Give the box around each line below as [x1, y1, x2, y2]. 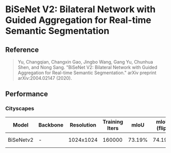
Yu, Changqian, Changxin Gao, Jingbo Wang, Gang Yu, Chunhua [17, 59, 154, 65]
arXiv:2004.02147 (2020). [17, 75, 72, 81]
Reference [5, 45, 39, 54]
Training [102, 118, 123, 125]
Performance [5, 90, 48, 99]
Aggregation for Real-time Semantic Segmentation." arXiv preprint [17, 70, 157, 76]
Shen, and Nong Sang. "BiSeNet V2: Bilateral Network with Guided [17, 65, 158, 70]
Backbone [38, 121, 64, 128]
